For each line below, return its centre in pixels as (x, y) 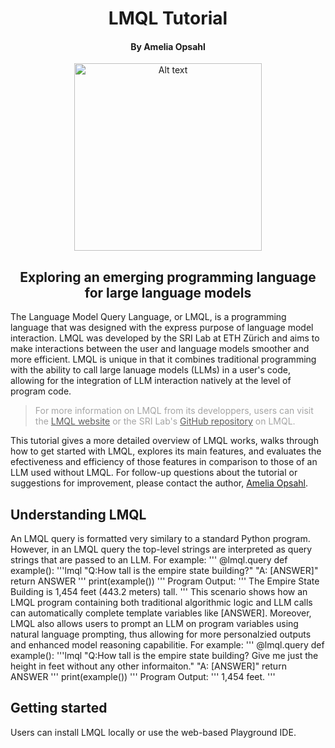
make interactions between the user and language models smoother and (160, 349)
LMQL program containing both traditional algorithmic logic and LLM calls (161, 603)
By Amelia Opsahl (168, 46)
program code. (41, 391)
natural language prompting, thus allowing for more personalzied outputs (161, 634)
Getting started (59, 708)
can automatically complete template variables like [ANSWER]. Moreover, (161, 613)
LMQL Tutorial (168, 18)
